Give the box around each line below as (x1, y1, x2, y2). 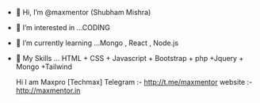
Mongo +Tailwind (15, 62, 73, 71)
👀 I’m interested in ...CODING (15, 23, 111, 32)
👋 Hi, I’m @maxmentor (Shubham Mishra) (15, 8, 151, 17)
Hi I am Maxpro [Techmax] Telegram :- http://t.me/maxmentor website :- (15, 78, 253, 86)
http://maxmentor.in (15, 86, 81, 95)
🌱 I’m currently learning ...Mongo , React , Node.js (15, 38, 179, 48)
